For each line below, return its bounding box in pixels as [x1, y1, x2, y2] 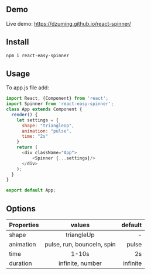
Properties [9, 221, 39, 229]
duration [9, 259, 32, 267]
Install [6, 37, 29, 47]
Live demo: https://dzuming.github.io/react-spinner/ [6, 20, 132, 27]
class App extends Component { [6, 106, 83, 113]
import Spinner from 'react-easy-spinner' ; [6, 101, 114, 107]
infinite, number [58, 259, 102, 267]
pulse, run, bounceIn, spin [44, 241, 116, 248]
